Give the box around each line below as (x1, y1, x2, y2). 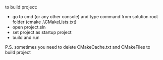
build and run (12, 34, 40, 40)
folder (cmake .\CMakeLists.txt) (12, 19, 77, 25)
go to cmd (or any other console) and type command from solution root (12, 14, 158, 19)
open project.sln (12, 24, 46, 30)
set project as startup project (12, 30, 72, 35)
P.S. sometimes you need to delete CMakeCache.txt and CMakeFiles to (5, 44, 151, 50)
